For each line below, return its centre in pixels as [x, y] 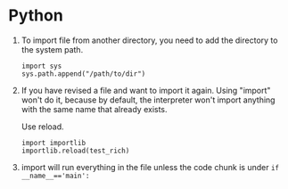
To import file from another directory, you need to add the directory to [149, 40]
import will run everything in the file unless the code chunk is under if [150, 167]
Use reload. [42, 127]
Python [36, 16]
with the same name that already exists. [94, 109]
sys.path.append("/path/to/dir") [83, 74]
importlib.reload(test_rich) [75, 151]
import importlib [53, 143]
